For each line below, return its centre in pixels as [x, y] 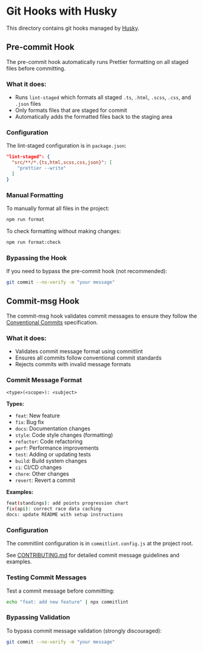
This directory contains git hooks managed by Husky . [73, 28]
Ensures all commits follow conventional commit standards [88, 358]
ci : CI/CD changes [38, 467]
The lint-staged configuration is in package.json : [66, 146]
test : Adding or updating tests [53, 454]
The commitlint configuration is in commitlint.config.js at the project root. [100, 543]
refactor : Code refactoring [49, 442]
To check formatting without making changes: [64, 231]
